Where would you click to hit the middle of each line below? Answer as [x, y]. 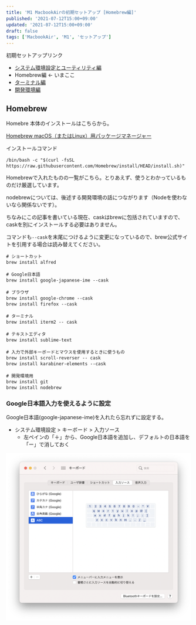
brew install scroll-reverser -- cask [53, 358]
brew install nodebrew [34, 388]
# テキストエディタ [26, 334]
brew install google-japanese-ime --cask [58, 280]
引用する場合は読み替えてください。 [60, 244]
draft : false [22, 31]
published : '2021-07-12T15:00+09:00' [52, 18]
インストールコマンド [32, 148]
